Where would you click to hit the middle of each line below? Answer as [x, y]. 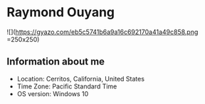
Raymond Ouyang [61, 12]
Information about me [56, 62]
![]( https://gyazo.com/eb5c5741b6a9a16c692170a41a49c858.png [102, 32]
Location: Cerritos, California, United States [81, 79]
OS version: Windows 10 [53, 93]
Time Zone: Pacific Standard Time [67, 86]
